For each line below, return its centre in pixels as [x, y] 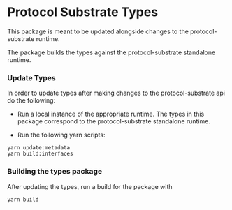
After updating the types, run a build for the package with [90, 186]
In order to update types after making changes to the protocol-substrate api [116, 93]
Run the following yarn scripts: [61, 135]
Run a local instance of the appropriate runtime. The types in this [111, 114]
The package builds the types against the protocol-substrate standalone [111, 52]
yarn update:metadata [39, 148]
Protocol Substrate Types [83, 12]
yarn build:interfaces [40, 154]
